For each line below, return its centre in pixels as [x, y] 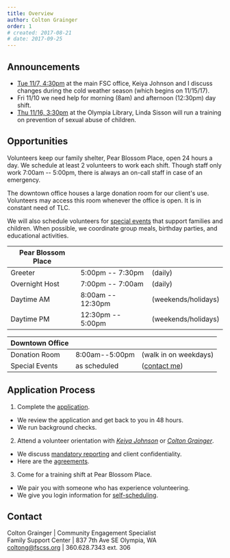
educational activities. [38, 235]
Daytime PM [30, 318]
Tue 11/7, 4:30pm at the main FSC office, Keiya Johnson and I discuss [115, 83]
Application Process [51, 390]
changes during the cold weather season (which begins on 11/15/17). [113, 91]
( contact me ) [162, 366]
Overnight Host [35, 283]
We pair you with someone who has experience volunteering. [103, 487]
